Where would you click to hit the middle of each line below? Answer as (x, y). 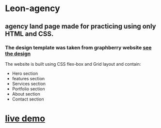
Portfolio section (28, 89)
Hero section (25, 73)
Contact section (28, 99)
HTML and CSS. (29, 34)
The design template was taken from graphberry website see (78, 47)
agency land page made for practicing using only (80, 26)
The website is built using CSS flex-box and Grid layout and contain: (73, 64)
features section (28, 78)
